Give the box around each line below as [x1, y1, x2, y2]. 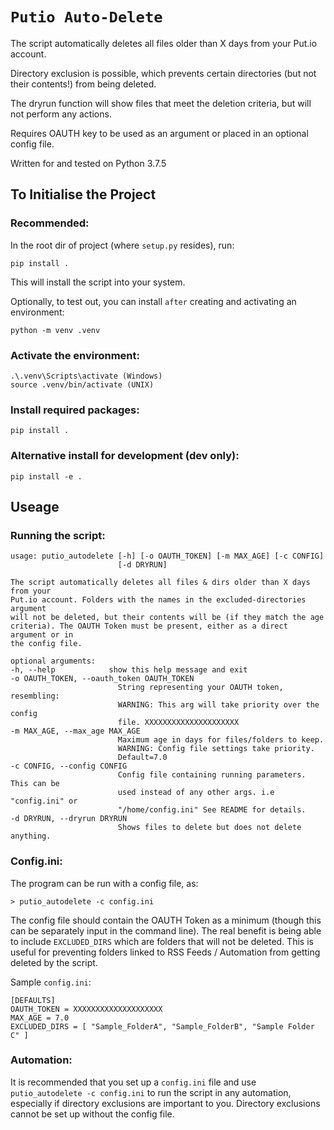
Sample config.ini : [10, 976, 92, 988]
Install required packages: [10, 403, 140, 417]
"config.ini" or [10, 796, 78, 807]
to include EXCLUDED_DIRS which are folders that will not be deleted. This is [10, 935, 314, 947]
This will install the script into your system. [10, 276, 186, 288]
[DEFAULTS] [10, 995, 56, 1005]
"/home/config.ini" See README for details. [117, 805, 307, 815]
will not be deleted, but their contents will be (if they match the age [10, 613, 325, 623]
